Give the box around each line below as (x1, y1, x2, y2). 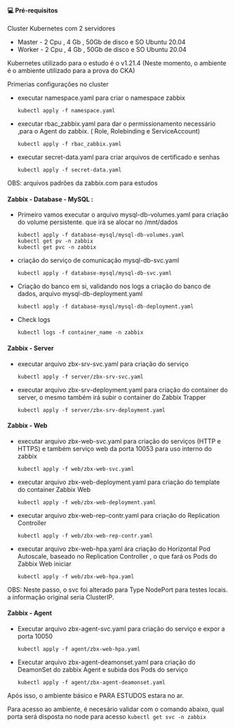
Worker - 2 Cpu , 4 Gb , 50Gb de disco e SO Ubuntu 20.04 (17, 46, 187, 54)
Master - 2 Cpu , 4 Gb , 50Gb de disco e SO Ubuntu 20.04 (17, 38, 186, 46)
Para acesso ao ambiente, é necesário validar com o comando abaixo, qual (7, 705, 224, 713)
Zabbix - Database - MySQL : (7, 195, 93, 203)
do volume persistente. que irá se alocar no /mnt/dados (17, 218, 178, 226)
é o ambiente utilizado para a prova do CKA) (7, 67, 135, 75)
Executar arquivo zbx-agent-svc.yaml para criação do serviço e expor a (17, 625, 226, 633)
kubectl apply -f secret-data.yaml (17, 167, 122, 174)
